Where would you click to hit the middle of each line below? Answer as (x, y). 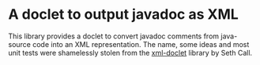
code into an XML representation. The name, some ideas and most (141, 44)
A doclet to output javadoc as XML (123, 14)
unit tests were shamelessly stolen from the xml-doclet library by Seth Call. (130, 52)
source (20, 44)
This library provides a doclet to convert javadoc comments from (114, 36)
